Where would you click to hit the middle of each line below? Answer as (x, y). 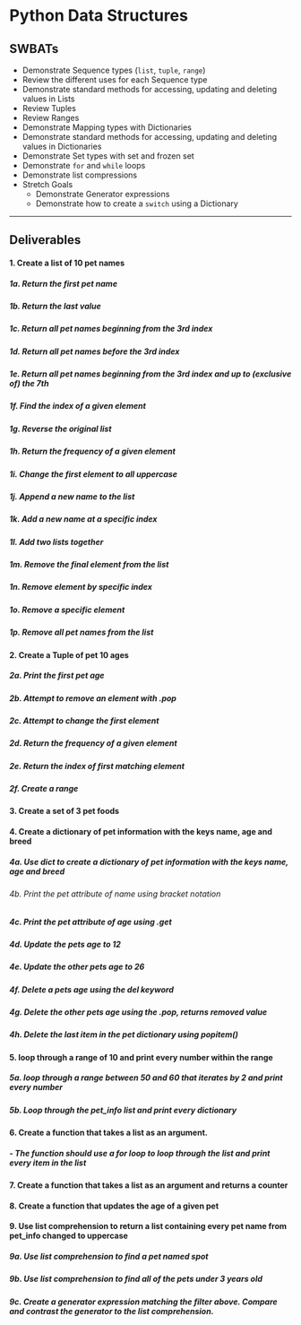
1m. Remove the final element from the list (89, 565)
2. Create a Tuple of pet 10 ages (69, 654)
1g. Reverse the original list (60, 429)
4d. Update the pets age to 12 (65, 944)
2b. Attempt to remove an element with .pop (93, 698)
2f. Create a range (44, 789)
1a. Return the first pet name (64, 283)
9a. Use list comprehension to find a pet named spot (109, 1256)
